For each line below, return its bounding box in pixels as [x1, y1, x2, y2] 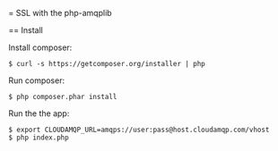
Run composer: [8, 75, 65, 86]
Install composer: [8, 42, 73, 53]
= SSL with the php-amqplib [8, 8, 113, 18]
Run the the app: [8, 108, 70, 119]
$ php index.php [8, 133, 69, 142]
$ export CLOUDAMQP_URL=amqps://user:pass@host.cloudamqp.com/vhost [8, 125, 270, 134]
